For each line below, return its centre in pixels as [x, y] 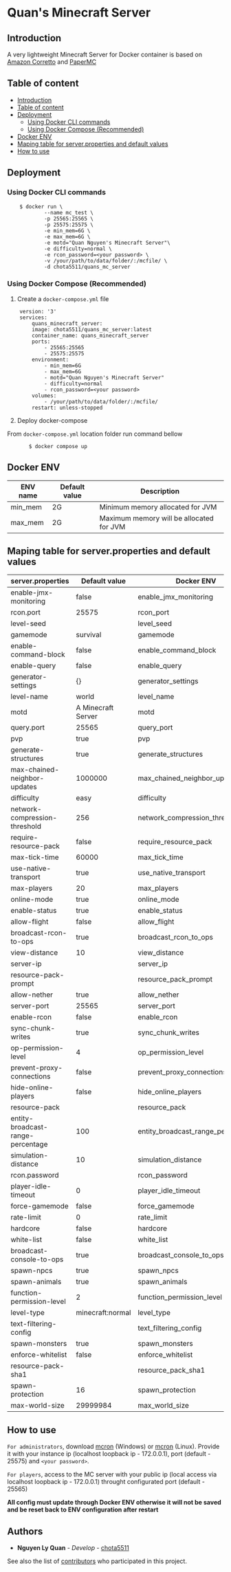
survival [89, 635]
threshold [26, 826]
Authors [25, 1531]
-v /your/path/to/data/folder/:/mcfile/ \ [106, 261]
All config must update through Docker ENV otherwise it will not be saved [114, 1503]
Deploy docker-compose [52, 420]
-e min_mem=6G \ [67, 231]
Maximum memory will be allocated [157, 518]
